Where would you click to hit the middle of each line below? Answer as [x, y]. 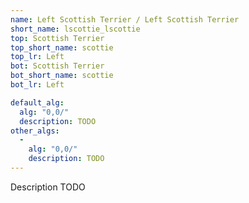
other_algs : [35, 131]
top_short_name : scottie [62, 47]
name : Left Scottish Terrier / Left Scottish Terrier [125, 19]
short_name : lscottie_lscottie [75, 29]
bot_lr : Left [37, 85]
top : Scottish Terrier [57, 38]
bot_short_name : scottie [62, 76]
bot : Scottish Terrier [57, 66]
